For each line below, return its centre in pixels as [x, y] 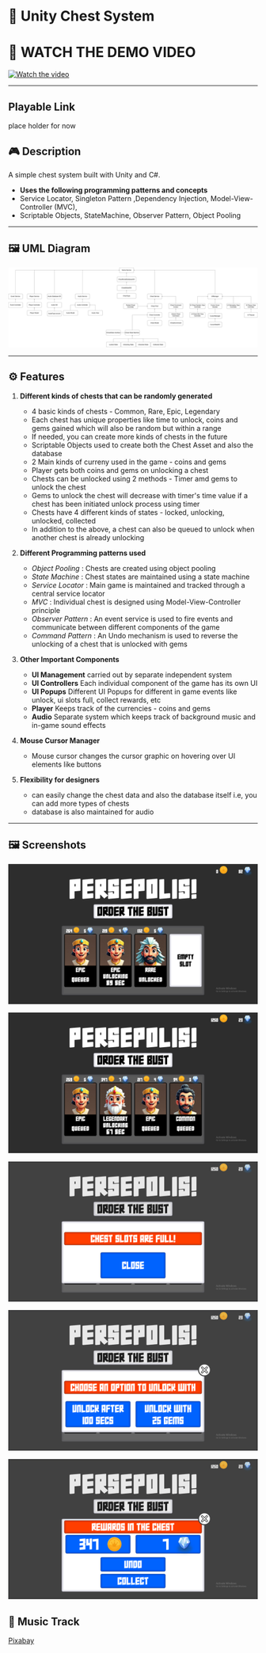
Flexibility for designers [60, 779]
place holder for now [42, 125]
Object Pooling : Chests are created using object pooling [123, 568]
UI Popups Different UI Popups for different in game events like [134, 691]
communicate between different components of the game [125, 627]
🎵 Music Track [44, 1622]
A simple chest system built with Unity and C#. [84, 174]
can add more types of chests [80, 803]
